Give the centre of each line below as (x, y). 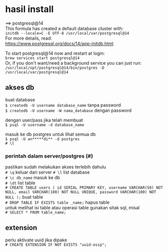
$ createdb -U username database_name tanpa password (63, 105)
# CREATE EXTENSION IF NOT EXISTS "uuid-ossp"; (56, 244)
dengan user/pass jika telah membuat (44, 120)
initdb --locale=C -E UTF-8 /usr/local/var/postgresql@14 (67, 33)
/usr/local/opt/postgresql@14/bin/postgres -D (55, 68)
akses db (20, 88)
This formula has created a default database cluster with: (64, 28)
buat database (20, 99)
